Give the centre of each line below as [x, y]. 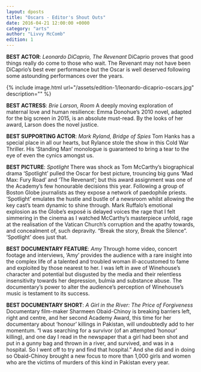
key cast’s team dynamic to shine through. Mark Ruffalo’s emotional [90, 205]
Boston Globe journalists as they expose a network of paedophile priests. [97, 192]
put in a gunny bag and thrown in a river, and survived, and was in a [90, 343]
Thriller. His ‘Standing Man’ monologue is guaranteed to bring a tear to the [98, 149]
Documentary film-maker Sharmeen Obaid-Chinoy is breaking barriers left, [99, 311]
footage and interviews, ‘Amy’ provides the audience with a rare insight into [99, 255]
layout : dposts [25, 12]
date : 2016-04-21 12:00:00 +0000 [48, 23]
